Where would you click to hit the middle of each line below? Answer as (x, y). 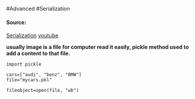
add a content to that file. (38, 54)
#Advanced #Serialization (38, 9)
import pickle (24, 64)
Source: (16, 22)
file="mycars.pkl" (29, 80)
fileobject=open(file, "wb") (43, 91)
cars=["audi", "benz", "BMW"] (44, 75)
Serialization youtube (32, 36)
